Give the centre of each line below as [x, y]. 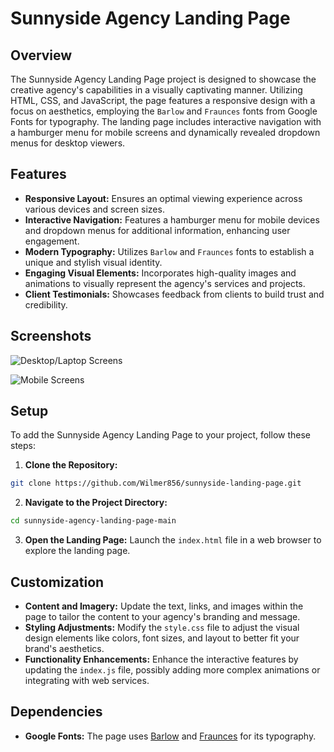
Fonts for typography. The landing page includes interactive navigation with [166, 121]
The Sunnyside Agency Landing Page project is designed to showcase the [163, 79]
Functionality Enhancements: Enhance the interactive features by [161, 659]
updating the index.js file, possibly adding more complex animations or [172, 670]
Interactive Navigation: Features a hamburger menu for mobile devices [172, 219]
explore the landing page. [77, 551]
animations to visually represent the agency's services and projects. [165, 283]
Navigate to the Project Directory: [96, 503]
